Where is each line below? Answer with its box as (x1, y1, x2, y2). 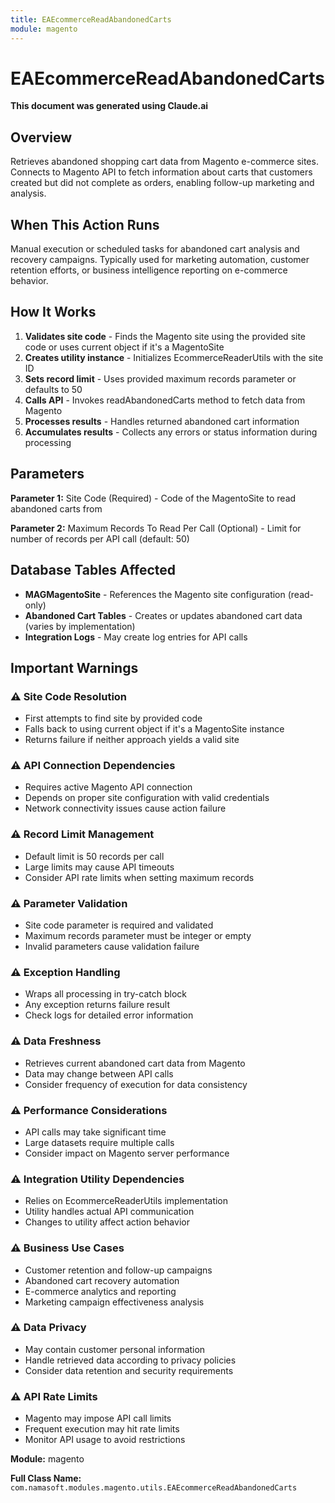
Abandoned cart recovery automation (24, 1274, 180, 1286)
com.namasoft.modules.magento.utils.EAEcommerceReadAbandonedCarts (10, 1483, 298, 1493)
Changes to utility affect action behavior (24, 1216, 190, 1228)
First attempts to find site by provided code (24, 712, 203, 725)
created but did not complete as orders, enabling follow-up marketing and (10, 177, 315, 189)
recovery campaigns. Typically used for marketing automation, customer (10, 254, 310, 266)
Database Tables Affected (10, 562, 177, 579)
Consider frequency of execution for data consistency (24, 1078, 248, 1090)
